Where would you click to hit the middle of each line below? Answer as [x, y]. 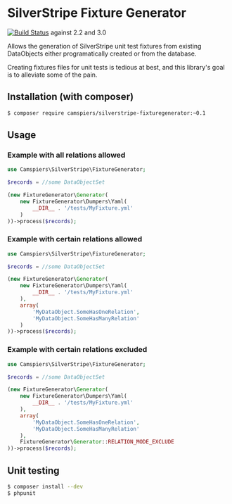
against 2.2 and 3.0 [78, 32]
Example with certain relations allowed [75, 239]
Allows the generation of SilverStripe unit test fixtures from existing [104, 46]
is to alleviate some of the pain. [52, 75]
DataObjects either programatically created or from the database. [102, 53]
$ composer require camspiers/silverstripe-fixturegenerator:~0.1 [107, 113]
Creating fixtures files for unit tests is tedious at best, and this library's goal [116, 67]
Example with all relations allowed [66, 155]
